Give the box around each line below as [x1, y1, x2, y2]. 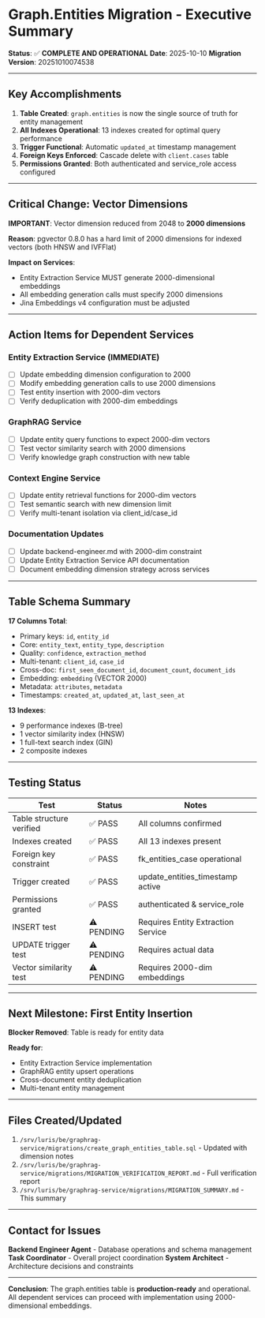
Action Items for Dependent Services [8, 328, 195, 341]
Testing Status [8, 776, 81, 790]
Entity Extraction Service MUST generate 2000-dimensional [19, 272, 215, 282]
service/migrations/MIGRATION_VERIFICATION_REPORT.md [19, 1170, 200, 1178]
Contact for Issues [8, 1223, 101, 1237]
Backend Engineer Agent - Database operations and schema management [8, 1245, 252, 1254]
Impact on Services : [8, 257, 76, 267]
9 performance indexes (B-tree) [19, 721, 124, 730]
